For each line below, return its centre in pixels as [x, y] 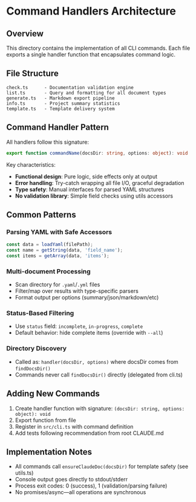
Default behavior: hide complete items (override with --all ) [89, 333]
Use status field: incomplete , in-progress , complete [79, 326]
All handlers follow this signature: [48, 142]
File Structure [32, 74]
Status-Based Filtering [40, 313]
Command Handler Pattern [57, 128]
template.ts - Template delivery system [60, 109]
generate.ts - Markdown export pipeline [60, 98]
